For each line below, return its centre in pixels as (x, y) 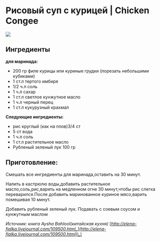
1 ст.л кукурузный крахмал (41, 107)
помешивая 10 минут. (28, 199)
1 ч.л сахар (24, 92)
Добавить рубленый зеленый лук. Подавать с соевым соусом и (73, 209)
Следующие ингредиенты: (35, 117)
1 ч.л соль (23, 137)
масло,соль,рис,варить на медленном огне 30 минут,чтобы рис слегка (80, 189)
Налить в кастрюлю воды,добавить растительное (58, 184)
